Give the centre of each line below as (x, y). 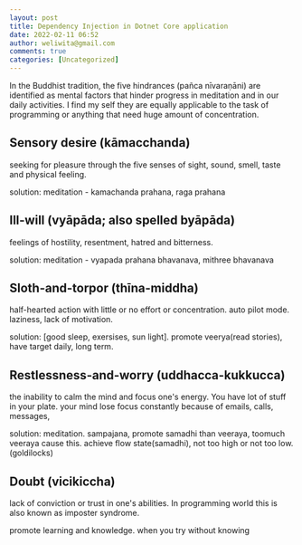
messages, (30, 416)
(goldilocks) (32, 453)
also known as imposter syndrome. (75, 513)
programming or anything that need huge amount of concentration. (134, 115)
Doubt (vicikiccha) (62, 481)
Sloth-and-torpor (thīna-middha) (104, 288)
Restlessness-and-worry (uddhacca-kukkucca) (147, 375)
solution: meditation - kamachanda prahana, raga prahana (118, 192)
